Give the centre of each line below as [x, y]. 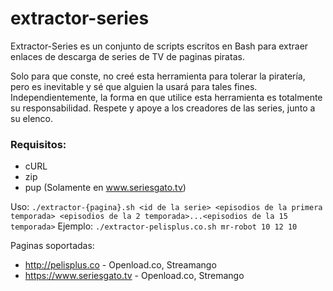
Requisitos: [38, 144]
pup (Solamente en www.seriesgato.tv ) [105, 188]
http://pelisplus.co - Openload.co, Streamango [120, 265]
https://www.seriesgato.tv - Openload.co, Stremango [134, 276]
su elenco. [32, 118]
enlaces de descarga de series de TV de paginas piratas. [127, 56]
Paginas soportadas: [52, 246]
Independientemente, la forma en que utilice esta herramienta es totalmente [166, 97]
